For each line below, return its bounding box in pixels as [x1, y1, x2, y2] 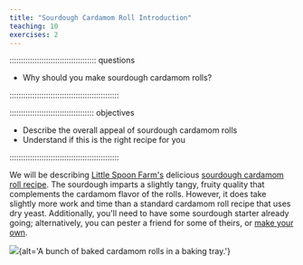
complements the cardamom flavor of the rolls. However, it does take [9, 189, 267, 200]
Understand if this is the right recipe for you [22, 135, 186, 146]
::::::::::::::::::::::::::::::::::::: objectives [9, 108, 135, 118]
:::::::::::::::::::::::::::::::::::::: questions [9, 55, 136, 66]
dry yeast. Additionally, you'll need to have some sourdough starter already [9, 208, 289, 219]
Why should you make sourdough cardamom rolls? [22, 72, 213, 83]
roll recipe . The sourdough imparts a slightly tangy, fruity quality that [9, 179, 265, 190]
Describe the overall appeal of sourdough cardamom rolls [22, 125, 238, 136]
